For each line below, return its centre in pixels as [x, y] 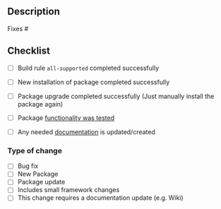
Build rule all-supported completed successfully [88, 68]
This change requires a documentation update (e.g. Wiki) [100, 198]
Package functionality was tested [66, 118]
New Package [38, 174]
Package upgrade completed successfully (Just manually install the [116, 96]
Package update [41, 182]
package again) [40, 104]
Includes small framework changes [68, 190]
